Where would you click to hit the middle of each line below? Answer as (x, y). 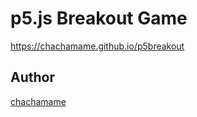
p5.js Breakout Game (99, 18)
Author (32, 77)
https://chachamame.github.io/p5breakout (97, 46)
